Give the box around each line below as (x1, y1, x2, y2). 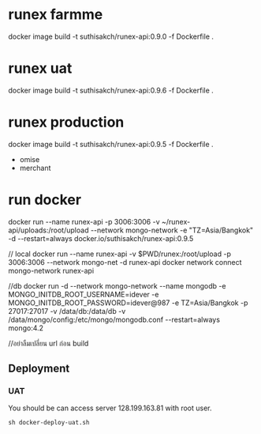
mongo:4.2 (8, 323, 44, 333)
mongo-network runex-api (8, 266, 95, 275)
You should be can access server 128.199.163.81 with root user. (8, 403, 212, 413)
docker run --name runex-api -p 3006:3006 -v (8, 217, 160, 226)
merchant (19, 163, 51, 172)
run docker (8, 191, 81, 209)
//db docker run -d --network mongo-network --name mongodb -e (8, 281, 226, 290)
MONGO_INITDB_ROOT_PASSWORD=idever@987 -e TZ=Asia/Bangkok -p (8, 298, 248, 308)
